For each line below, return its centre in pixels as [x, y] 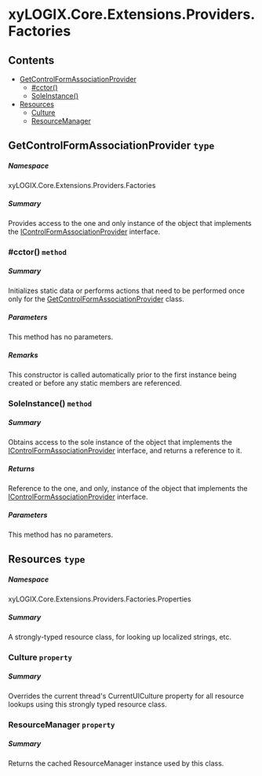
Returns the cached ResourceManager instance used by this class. [116, 763]
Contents [31, 60]
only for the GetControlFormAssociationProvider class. [96, 299]
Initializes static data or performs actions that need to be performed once [127, 291]
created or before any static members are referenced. [95, 383]
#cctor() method [37, 252]
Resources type [47, 559]
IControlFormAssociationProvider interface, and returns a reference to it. [125, 451]
